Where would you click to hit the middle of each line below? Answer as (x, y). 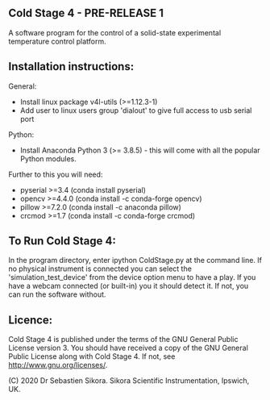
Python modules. (48, 158)
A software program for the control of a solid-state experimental (115, 32)
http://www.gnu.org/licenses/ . (58, 365)
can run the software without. (57, 294)
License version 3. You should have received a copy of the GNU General (128, 348)
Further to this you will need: (56, 174)
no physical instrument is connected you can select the (100, 269)
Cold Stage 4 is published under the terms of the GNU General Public (123, 340)
